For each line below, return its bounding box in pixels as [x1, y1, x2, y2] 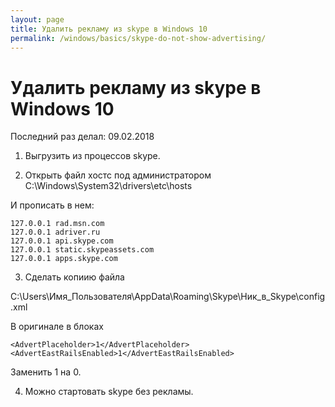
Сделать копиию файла [24, 271, 125, 283]
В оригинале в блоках [10, 321, 104, 333]
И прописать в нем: [10, 199, 95, 211]
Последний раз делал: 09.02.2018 [10, 131, 155, 143]
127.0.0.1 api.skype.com [10, 236, 114, 246]
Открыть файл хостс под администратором [24, 169, 212, 181]
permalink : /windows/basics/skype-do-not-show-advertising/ [10, 33, 267, 43]
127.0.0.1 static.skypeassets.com [10, 245, 155, 255]
